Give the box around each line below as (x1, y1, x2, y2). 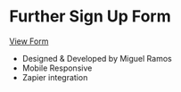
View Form (9, 36, 49, 46)
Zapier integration (21, 71, 88, 82)
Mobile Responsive (21, 63, 93, 73)
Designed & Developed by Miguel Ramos (21, 53, 172, 63)
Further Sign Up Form (9, 6, 171, 27)
